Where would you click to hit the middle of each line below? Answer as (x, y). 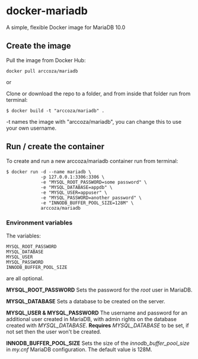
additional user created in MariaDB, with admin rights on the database (91, 319)
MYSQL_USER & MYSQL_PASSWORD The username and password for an (97, 313)
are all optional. (25, 278)
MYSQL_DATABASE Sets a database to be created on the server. (86, 301)
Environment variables (39, 223)
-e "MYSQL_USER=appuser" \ (74, 193)
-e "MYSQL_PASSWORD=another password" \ (91, 198)
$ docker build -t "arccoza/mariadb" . (55, 111)
